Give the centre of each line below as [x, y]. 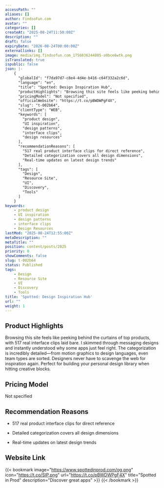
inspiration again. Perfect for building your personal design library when [77, 364]
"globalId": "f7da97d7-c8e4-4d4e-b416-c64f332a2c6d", [74, 78]
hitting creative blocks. [28, 369]
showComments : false [26, 256]
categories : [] [20, 28]
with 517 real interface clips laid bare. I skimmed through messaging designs [82, 343]
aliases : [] [17, 14]
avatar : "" [16, 23]
